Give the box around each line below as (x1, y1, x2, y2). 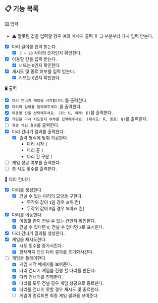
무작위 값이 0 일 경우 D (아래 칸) (26, 205, 85, 211)
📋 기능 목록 (4, 4, 39, 13)
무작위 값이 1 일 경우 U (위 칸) (26, 199, 81, 205)
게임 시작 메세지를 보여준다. (19, 261, 72, 267)
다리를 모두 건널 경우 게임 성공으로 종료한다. (19, 280, 104, 286)
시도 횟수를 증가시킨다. (19, 242, 63, 249)
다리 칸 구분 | (26, 153, 53, 159)
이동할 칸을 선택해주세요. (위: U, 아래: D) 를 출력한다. (11, 110, 113, 116)
